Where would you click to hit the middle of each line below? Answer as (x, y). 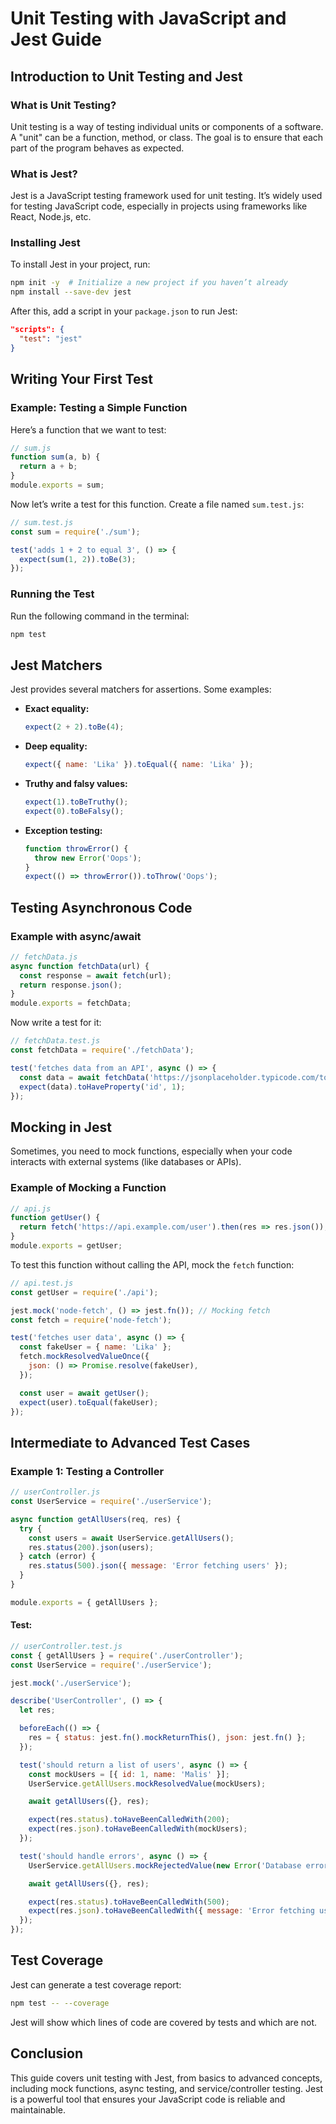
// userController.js (55, 1492)
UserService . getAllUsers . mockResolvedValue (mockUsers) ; (147, 1783)
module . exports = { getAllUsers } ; (84, 1602)
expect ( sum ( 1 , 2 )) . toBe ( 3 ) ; (78, 559)
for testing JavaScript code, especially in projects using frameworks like (159, 206)
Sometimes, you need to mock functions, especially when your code (151, 1151)
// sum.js (31, 448)
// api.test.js (42, 1283)
